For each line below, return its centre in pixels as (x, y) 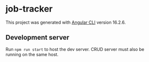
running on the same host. (32, 54)
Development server (37, 38)
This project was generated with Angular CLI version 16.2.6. (66, 22)
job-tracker (29, 9)
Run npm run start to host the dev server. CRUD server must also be (75, 49)
